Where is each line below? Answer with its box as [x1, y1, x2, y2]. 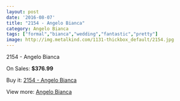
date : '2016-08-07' [6, 14, 56, 20]
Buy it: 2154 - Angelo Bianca [6, 76, 77, 84]
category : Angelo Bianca [6, 25, 69, 32]
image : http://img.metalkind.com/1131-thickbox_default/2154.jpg [6, 37, 174, 43]
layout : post [6, 8, 39, 15]
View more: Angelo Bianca [6, 88, 72, 95]
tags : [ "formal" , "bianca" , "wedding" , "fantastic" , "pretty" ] [6, 31, 158, 37]
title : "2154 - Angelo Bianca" [6, 20, 85, 26]
